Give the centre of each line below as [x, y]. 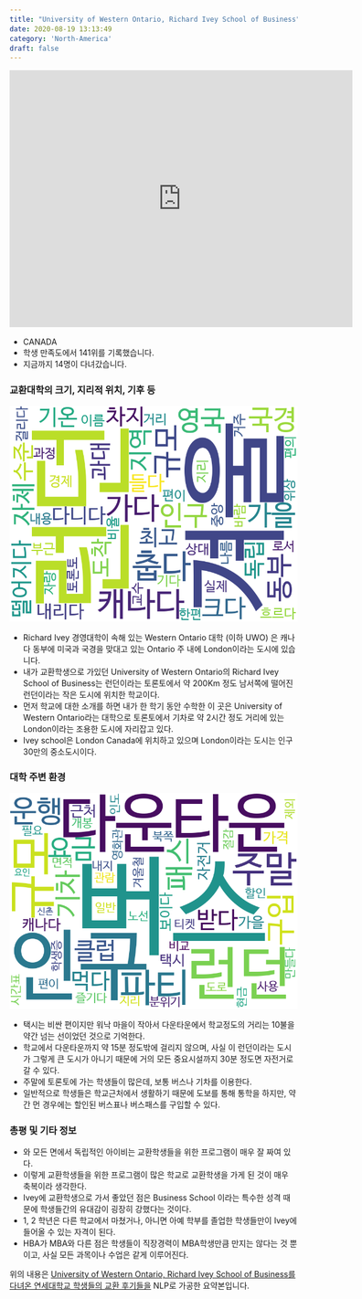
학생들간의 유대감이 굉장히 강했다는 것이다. [116, 1209]
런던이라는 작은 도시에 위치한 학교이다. [91, 694]
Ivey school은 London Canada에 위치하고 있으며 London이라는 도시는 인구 [158, 740]
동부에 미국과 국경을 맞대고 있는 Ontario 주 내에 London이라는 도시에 [155, 649]
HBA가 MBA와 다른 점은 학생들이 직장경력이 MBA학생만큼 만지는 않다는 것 [155, 1243]
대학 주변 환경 [38, 777]
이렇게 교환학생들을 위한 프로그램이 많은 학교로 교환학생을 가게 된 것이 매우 [156, 1175]
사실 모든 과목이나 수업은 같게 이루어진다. [116, 1255]
